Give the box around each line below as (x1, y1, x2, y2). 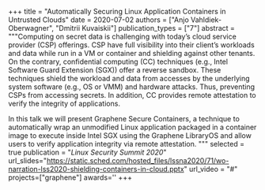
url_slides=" (8, 156, 47, 165)
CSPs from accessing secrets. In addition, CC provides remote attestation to (8, 91, 257, 99)
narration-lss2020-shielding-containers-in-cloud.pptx (8, 165, 184, 173)
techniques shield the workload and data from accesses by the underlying (8, 74, 251, 83)
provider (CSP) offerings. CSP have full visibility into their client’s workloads (8, 40, 255, 50)
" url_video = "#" (184, 165, 238, 173)
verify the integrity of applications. (8, 99, 121, 108)
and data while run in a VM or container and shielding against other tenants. (8, 49, 256, 58)
